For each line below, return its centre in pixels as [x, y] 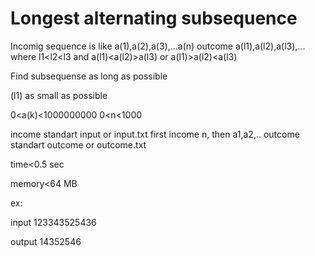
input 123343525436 [53, 222]
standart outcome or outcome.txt [78, 144]
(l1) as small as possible [59, 95]
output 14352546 [46, 241]
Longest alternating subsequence [154, 18]
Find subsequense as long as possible [89, 76]
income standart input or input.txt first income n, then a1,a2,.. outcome [155, 134]
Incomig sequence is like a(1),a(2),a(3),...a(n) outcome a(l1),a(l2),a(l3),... [158, 46]
